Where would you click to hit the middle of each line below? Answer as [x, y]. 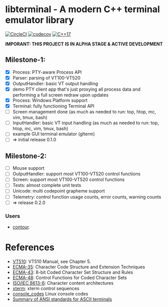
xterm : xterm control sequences [46, 288]
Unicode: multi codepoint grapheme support [59, 191]
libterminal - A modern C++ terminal [83, 9]
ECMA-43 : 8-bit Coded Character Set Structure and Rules [73, 272]
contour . [21, 227]
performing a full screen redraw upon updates [61, 95]
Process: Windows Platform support [50, 100]
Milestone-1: [25, 60]
